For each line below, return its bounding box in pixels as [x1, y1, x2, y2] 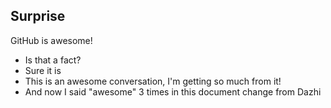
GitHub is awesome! [10, 34, 93, 46]
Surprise [10, 8, 66, 25]
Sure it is [24, 64, 62, 76]
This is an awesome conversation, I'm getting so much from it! [24, 75, 282, 87]
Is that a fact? [24, 54, 82, 66]
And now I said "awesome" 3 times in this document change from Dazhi [24, 85, 322, 98]
